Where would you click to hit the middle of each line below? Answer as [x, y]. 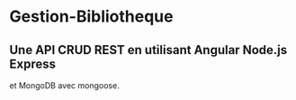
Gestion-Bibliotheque [91, 17]
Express [33, 64]
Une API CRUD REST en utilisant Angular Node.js [148, 50]
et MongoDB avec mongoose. [64, 86]
